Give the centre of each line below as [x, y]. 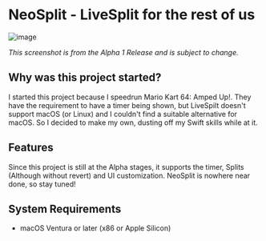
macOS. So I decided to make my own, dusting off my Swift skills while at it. [133, 123]
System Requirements [65, 209]
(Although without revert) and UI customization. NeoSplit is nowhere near [129, 175]
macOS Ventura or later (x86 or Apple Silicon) [95, 228]
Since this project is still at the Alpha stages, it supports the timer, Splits [126, 167]
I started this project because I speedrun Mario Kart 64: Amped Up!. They [130, 97]
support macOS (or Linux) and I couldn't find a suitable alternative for [123, 114]
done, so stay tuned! [42, 184]
